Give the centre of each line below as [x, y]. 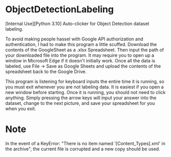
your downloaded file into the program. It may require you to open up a [80, 55]
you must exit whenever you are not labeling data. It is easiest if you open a [85, 87]
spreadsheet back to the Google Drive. [46, 71]
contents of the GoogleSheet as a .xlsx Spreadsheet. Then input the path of [85, 50]
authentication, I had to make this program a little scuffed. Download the [81, 44]
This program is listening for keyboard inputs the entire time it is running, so [85, 81]
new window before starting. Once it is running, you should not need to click [86, 92]
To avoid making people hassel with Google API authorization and [74, 39]
